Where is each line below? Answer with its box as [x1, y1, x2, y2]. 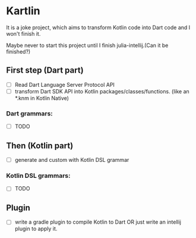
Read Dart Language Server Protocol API [14, 81, 115, 88]
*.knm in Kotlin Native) [14, 94, 69, 102]
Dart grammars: [6, 109, 53, 117]
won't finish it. [6, 30, 41, 37]
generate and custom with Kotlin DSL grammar [14, 156, 129, 164]
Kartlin [6, 4, 40, 18]
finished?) [6, 48, 31, 55]
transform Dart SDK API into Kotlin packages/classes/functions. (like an [14, 87, 190, 95]
